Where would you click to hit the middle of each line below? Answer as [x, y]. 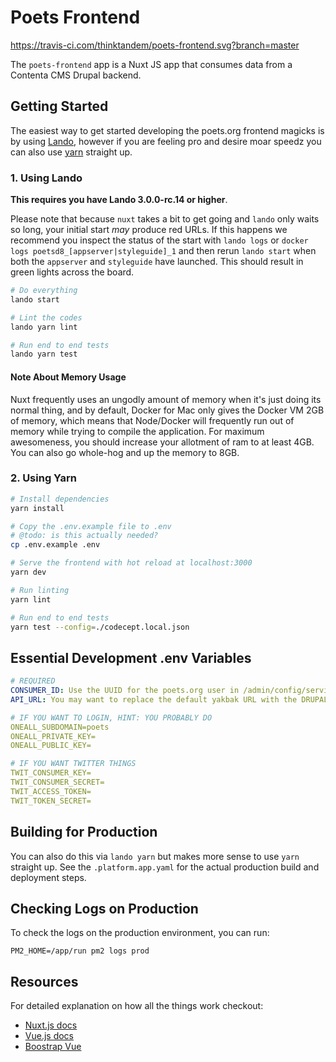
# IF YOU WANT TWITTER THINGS [73, 764]
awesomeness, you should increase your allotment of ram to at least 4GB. [162, 442]
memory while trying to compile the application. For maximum [137, 431]
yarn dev [28, 572]
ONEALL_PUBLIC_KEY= [51, 746]
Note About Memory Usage [68, 377]
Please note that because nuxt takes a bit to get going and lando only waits [165, 219]
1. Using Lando [46, 178]
